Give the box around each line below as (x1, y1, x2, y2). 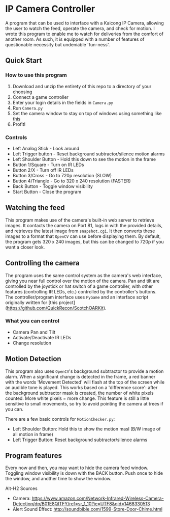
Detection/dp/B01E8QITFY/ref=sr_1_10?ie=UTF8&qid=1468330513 (12, 501, 150, 507)
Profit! (12, 121, 26, 127)
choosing (12, 89, 32, 95)
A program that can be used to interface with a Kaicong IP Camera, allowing (5, 20, 164, 26)
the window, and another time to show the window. (5, 476, 112, 482)
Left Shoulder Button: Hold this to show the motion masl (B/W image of (12, 426, 161, 432)
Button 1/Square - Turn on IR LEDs (12, 161, 84, 168)
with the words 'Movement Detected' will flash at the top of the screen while (5, 379, 165, 385)
